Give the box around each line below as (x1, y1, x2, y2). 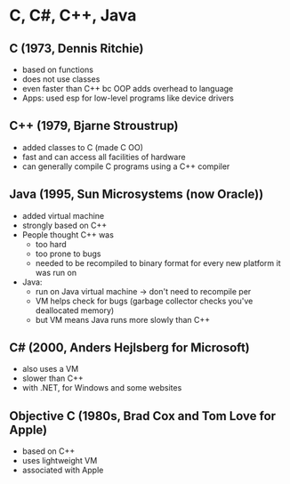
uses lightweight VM (21, 456, 98, 466)
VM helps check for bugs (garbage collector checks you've (35, 295, 254, 306)
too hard (35, 238, 67, 249)
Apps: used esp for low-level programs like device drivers (21, 93, 234, 103)
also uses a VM (21, 364, 79, 375)
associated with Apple (21, 464, 104, 476)
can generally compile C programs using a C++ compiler (21, 161, 230, 172)
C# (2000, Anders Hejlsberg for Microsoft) (9, 340, 251, 356)
